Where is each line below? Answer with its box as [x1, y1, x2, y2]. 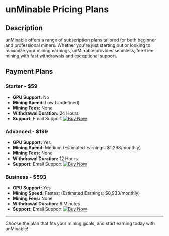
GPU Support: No [12, 94, 49, 100]
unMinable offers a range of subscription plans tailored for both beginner [5, 37, 156, 43]
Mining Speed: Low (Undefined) [12, 99, 80, 105]
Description [5, 24, 43, 32]
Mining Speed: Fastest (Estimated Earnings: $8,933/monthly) [12, 190, 140, 196]
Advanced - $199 [5, 128, 48, 135]
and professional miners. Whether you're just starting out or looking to [5, 42, 151, 48]
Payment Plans [5, 67, 53, 76]
